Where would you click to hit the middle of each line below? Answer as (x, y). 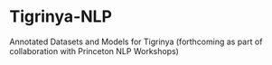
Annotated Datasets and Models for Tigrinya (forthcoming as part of (136, 42)
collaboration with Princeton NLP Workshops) (94, 51)
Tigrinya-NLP (61, 17)
